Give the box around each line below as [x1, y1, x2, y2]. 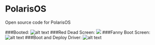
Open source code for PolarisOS [5, 19, 71, 25]
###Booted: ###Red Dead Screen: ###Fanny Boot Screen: [5, 29, 151, 35]
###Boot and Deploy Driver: [25, 34, 82, 40]
